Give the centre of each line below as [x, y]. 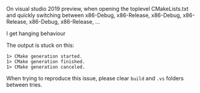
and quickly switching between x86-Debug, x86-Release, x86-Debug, [94, 15]
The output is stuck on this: [40, 45]
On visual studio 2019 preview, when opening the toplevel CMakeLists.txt [98, 9]
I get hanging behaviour [36, 33]
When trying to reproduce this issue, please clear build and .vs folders [95, 78]
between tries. [24, 85]
